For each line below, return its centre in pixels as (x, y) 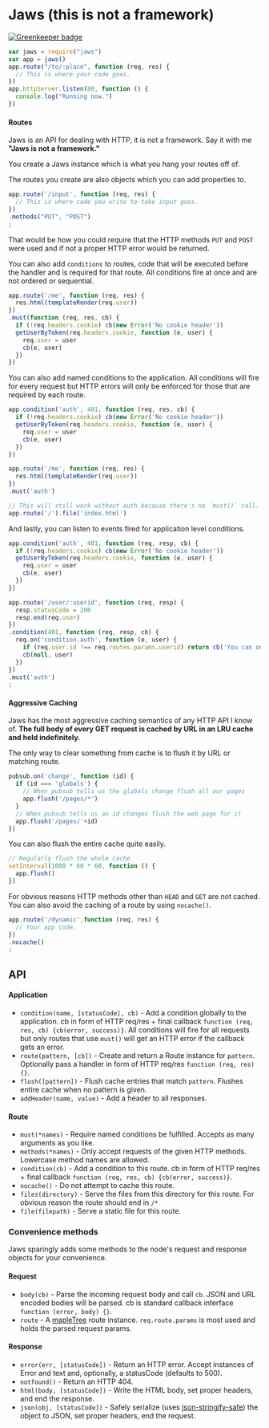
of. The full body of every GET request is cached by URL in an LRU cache (131, 729)
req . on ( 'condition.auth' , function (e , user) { (96, 640)
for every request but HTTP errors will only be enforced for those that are (129, 386)
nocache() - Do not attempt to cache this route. (97, 1186)
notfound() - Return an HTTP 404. (76, 1381)
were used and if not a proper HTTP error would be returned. (109, 248)
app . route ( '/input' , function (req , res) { (82, 194)
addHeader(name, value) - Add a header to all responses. (113, 1098)
